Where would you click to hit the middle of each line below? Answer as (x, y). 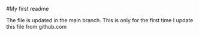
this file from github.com (37, 27)
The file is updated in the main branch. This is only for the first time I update (100, 20)
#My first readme (28, 9)
